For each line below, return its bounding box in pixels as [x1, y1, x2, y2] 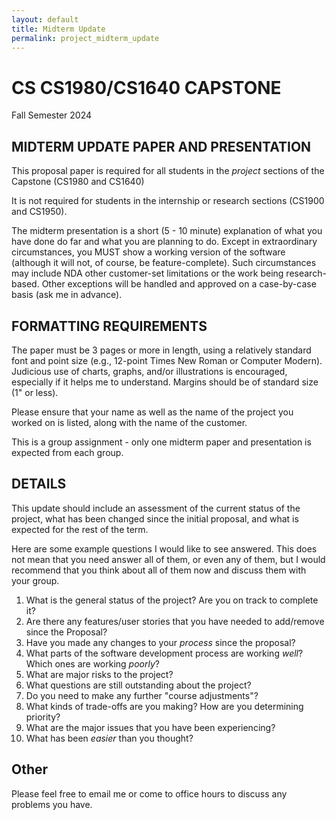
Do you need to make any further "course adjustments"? [25, 689, 259, 701]
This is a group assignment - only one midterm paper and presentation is [11, 436, 312, 448]
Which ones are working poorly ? [25, 657, 160, 670]
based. [11, 278, 40, 290]
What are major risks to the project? [25, 668, 174, 680]
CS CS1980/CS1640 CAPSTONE [11, 76, 282, 99]
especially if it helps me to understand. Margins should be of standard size [11, 376, 319, 388]
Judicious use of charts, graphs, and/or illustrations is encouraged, [11, 365, 288, 377]
